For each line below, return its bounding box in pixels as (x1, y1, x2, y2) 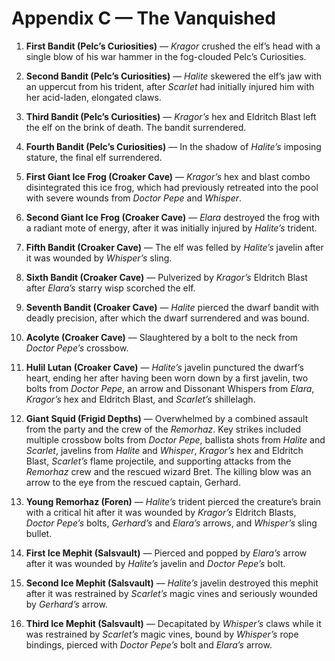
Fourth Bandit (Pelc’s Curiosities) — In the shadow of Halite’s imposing (25, 140, 322, 152)
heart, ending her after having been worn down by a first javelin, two (25, 372, 309, 384)
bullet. (25, 527, 53, 539)
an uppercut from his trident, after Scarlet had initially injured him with (25, 80, 315, 92)
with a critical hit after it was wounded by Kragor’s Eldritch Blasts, (25, 506, 297, 518)
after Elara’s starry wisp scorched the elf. (25, 282, 196, 294)
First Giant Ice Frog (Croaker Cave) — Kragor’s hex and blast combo (25, 170, 311, 182)
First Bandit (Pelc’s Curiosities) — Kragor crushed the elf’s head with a (25, 40, 321, 52)
